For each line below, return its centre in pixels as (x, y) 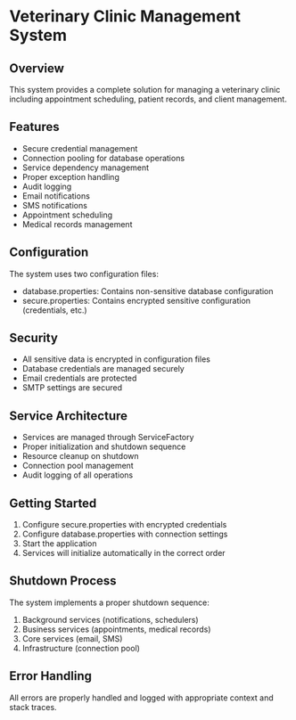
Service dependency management (86, 168)
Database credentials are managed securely (103, 369)
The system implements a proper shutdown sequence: (109, 602)
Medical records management (77, 224)
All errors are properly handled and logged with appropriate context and (141, 698)
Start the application (59, 544)
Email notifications (56, 196)
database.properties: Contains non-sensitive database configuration (148, 290)
